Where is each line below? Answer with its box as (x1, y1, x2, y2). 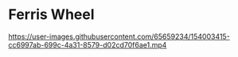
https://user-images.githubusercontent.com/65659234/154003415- (8, 32, 231, 41)
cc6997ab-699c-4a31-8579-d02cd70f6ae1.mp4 (8, 40, 167, 49)
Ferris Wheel (8, 6, 95, 24)
